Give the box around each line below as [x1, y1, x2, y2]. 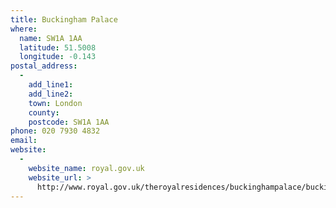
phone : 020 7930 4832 [10, 126, 101, 136]
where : [10, 24, 38, 34]
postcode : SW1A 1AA [28, 117, 110, 127]
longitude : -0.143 [19, 52, 97, 62]
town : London [28, 98, 83, 108]
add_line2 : [28, 89, 74, 99]
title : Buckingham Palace [10, 14, 118, 25]
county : [28, 107, 60, 118]
